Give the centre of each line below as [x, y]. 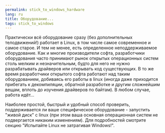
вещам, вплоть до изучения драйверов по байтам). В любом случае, [78, 90]
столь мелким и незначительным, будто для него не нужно [68, 64]
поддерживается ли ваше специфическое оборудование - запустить [78, 110]
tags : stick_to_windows [30, 23]
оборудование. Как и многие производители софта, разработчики [75, 53]
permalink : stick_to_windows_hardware [45, 10]
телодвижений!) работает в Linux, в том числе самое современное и [78, 43]
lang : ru [14, 14]
